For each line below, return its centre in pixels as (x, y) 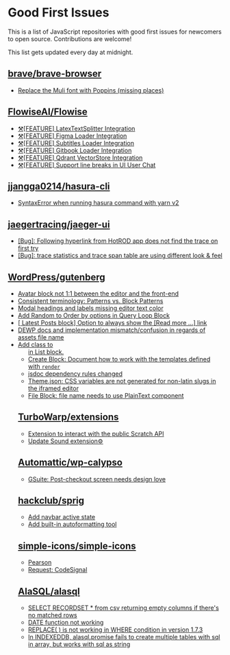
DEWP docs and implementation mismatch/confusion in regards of (112, 330)
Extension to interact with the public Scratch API (96, 433)
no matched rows (52, 615)
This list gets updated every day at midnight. (71, 52)
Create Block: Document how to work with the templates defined (119, 359)
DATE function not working (66, 623)
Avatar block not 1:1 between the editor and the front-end (98, 294)
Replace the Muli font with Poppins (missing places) (91, 90)
